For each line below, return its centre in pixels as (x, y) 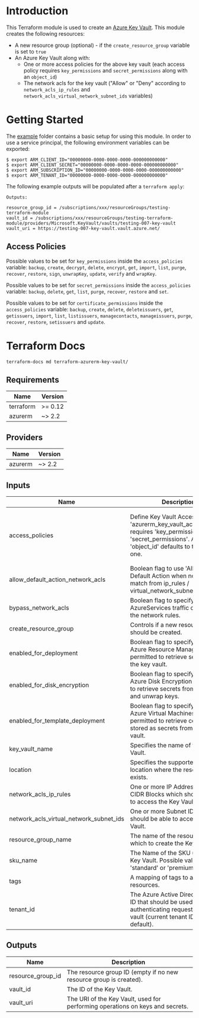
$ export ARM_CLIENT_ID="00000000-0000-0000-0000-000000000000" (87, 160)
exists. (139, 777)
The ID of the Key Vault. (100, 989)
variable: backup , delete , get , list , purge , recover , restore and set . (87, 291)
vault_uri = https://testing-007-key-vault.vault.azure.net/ (83, 228)
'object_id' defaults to (160, 547)
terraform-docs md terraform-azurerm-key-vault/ (67, 362)
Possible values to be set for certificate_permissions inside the (84, 303)
